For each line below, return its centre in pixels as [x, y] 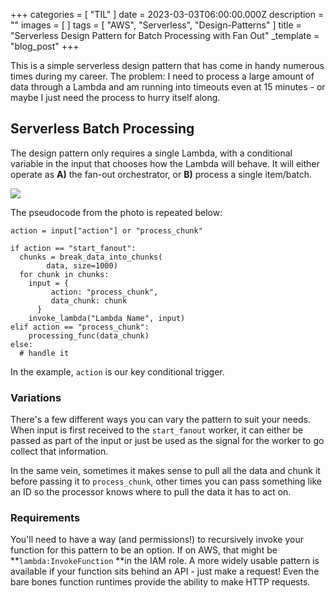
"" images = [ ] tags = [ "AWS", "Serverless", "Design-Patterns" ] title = [156, 25]
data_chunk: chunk [89, 300]
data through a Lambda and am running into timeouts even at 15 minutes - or [168, 87]
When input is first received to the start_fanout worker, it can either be [157, 430]
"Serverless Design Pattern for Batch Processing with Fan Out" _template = [165, 35]
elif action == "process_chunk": [80, 327]
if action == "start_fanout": [73, 248]
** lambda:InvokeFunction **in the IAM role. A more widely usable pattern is [165, 561]
